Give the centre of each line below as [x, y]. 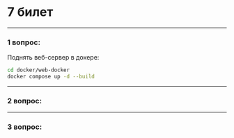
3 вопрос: [25, 127]
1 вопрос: [24, 42]
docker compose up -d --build [51, 77]
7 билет [30, 12]
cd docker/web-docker [39, 70]
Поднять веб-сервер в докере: [53, 58]
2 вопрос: [25, 101]
